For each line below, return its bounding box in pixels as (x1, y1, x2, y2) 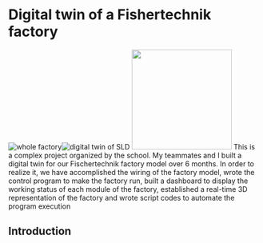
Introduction (8, 225, 72, 238)
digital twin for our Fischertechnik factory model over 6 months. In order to (8, 158, 254, 169)
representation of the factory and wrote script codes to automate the (8, 193, 235, 202)
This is (233, 141, 256, 151)
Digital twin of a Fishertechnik (8, 6, 212, 24)
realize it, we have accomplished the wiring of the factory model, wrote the (8, 167, 255, 177)
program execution (8, 201, 71, 211)
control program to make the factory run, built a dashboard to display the (8, 176, 249, 185)
